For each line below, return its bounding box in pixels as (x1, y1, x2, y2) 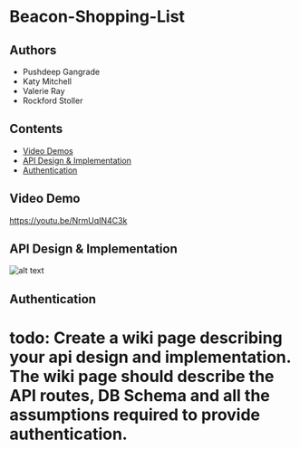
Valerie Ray (22, 86, 65, 96)
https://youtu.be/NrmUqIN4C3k (9, 215, 128, 225)
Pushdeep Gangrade (22, 66, 101, 77)
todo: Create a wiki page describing (9, 328, 283, 349)
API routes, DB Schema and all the (9, 386, 270, 406)
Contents (9, 121, 63, 137)
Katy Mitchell (22, 76, 73, 87)
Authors (9, 43, 57, 58)
